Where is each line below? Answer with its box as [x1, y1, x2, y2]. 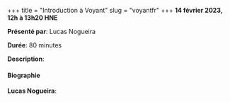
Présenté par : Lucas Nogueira [7, 28, 96, 35]
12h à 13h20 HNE [7, 13, 58, 22]
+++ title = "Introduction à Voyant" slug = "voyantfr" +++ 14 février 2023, [7, 6, 223, 14]
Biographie [7, 71, 40, 79]
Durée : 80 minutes [7, 41, 62, 49]
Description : [7, 55, 45, 63]
